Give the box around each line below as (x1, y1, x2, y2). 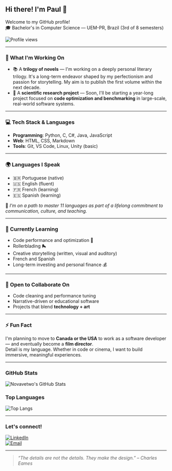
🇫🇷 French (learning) (12, 186, 59, 193)
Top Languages (5, 393, 45, 401)
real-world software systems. (12, 101, 75, 107)
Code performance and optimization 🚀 (12, 237, 94, 243)
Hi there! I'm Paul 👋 (5, 5, 68, 14)
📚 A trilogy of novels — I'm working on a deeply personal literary (12, 66, 152, 72)
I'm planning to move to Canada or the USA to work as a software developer (5, 335, 166, 342)
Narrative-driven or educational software (12, 298, 99, 305)
